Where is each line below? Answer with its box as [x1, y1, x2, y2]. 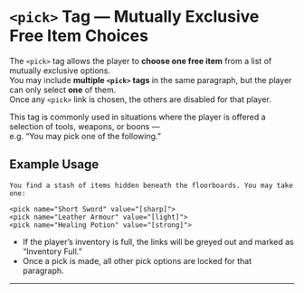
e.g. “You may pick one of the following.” [9, 130, 161, 141]
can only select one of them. [9, 84, 117, 95]
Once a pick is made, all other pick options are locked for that [22, 255, 252, 266]
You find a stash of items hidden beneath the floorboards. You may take [9, 181, 294, 190]
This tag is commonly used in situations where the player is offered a [9, 111, 266, 122]
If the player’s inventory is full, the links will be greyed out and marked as [22, 236, 294, 247]
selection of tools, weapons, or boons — [9, 120, 160, 132]
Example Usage [9, 156, 100, 173]
